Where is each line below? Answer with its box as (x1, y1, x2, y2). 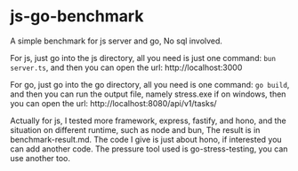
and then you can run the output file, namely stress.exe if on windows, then (10, 89, 286, 99)
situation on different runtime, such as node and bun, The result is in (10, 124, 261, 135)
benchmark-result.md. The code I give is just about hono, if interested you (10, 134, 283, 144)
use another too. (10, 152, 70, 163)
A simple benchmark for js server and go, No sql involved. (10, 35, 223, 46)
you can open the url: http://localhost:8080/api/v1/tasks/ (10, 97, 217, 108)
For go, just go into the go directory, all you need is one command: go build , (10, 79, 290, 89)
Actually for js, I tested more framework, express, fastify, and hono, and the (10, 115, 287, 126)
